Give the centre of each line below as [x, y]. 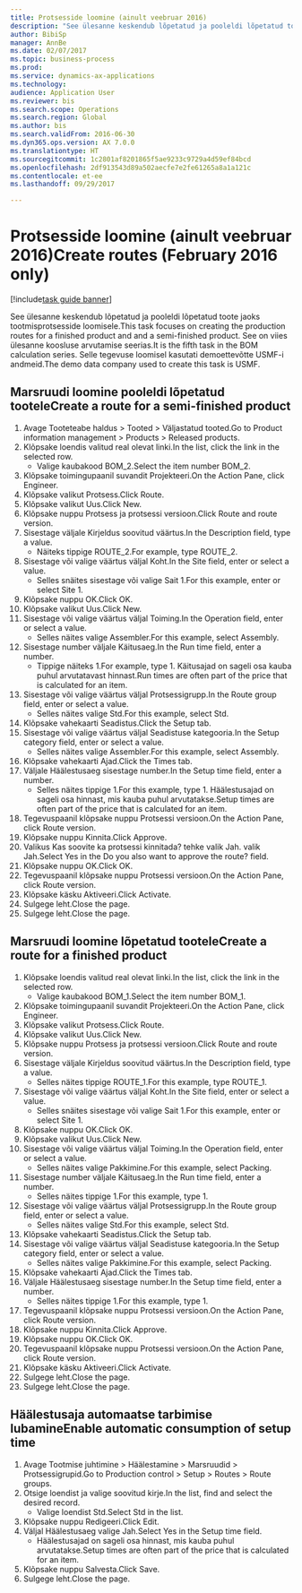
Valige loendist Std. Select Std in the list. [110, 1511]
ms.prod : [26, 68]
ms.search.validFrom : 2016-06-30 [73, 134]
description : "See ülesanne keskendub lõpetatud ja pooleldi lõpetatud [147, 26]
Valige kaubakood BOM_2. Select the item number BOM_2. [143, 466]
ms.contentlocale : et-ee [56, 176]
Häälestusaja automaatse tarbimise [112, 1415]
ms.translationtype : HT [55, 151]
